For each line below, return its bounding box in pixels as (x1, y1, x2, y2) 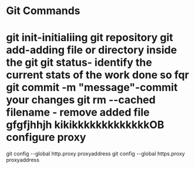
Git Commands (6, 4, 80, 18)
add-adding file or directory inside (6, 43, 177, 57)
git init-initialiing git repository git (6, 31, 173, 45)
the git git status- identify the (6, 56, 153, 69)
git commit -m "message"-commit (6, 81, 178, 94)
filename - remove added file (6, 106, 150, 119)
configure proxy (6, 131, 86, 144)
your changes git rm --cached (6, 93, 156, 107)
